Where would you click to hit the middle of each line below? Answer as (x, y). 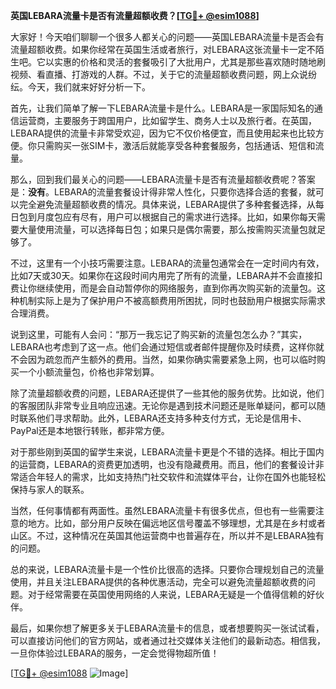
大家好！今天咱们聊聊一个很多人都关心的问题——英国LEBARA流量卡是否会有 (167, 37)
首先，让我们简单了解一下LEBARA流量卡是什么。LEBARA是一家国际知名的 (162, 108)
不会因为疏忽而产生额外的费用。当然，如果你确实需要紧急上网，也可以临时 (163, 359)
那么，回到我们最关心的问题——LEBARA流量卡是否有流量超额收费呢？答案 (163, 179)
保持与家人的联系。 (50, 489)
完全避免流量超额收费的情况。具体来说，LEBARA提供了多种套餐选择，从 (167, 204)
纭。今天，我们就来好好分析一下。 (80, 87)
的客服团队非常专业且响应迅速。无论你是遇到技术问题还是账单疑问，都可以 (163, 405)
